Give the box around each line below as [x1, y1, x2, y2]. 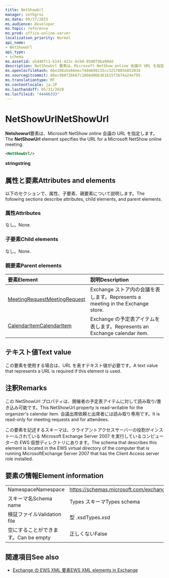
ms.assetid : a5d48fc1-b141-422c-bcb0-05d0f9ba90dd [5, 59, 114, 64]
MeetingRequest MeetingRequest [8, 295, 86, 302]
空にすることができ [8, 527, 54, 534]
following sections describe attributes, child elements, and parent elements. [5, 196, 162, 202]
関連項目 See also [5, 553, 59, 561]
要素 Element [8, 276, 38, 283]
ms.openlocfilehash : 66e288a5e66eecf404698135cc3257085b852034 [5, 68, 141, 73]
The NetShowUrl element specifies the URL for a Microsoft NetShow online [5, 136, 162, 142]
